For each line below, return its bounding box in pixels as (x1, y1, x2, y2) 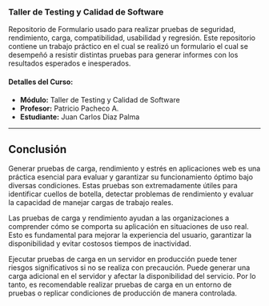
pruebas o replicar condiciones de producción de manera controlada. (8, 288, 238, 298)
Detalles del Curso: (8, 77, 74, 87)
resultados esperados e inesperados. (8, 58, 131, 68)
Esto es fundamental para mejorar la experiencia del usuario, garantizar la (8, 231, 252, 240)
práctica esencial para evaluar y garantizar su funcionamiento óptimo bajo (8, 172, 254, 182)
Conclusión (8, 143, 67, 156)
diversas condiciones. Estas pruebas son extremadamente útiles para (8, 181, 238, 191)
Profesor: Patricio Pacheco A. (19, 103, 119, 113)
